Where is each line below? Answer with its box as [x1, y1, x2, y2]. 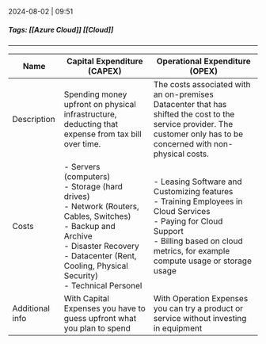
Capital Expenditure [66, 55, 143, 67]
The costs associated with [153, 78, 251, 90]
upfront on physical [63, 98, 136, 109]
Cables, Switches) [63, 210, 132, 221]
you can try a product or [153, 303, 244, 314]
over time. [63, 138, 101, 149]
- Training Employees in [153, 196, 243, 207]
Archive [63, 230, 93, 241]
